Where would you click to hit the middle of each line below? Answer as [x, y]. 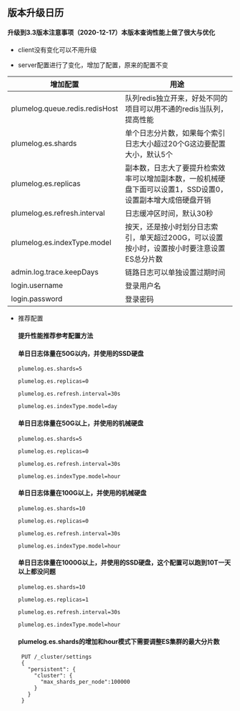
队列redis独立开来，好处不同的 [176, 98]
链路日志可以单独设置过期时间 [175, 272]
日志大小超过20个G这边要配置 [175, 144]
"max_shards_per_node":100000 [85, 682]
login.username [37, 285]
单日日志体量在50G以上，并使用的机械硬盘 [81, 423]
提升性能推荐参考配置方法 [55, 336]
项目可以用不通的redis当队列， [176, 109]
